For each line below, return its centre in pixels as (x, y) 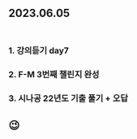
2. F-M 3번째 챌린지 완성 (54, 75)
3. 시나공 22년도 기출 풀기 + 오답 (68, 98)
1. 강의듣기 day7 (39, 50)
